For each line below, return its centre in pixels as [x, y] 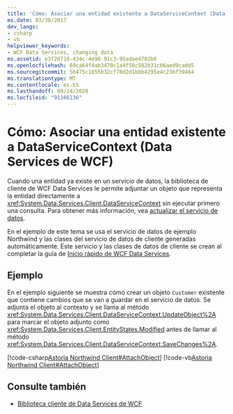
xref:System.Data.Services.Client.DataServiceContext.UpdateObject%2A [112, 315]
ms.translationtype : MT [42, 78]
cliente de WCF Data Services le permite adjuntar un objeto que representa [115, 188]
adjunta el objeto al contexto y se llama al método [78, 307]
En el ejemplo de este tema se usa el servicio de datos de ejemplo [102, 231]
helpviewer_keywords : [39, 46]
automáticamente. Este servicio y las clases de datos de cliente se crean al [115, 246]
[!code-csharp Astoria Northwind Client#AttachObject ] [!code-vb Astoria [110, 357]
